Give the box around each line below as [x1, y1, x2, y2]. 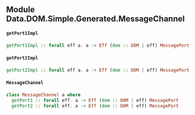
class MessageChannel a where [6, 91, 81, 98]
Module [6, 5, 35, 15]
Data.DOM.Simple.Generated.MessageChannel [6, 14, 185, 24]
